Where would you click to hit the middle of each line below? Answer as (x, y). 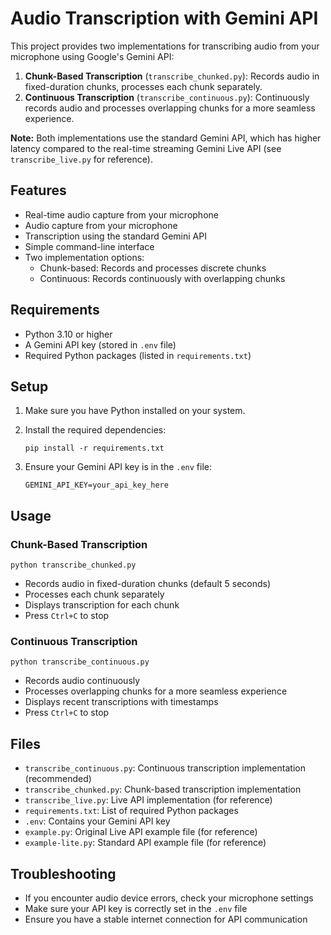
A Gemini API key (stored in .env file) (100, 344)
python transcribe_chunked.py (73, 565)
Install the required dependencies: (95, 430)
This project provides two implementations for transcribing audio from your (165, 46)
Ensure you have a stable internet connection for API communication (166, 919)
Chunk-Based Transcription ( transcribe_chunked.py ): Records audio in (172, 76)
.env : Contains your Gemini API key (97, 821)
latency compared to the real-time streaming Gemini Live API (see (146, 148)
